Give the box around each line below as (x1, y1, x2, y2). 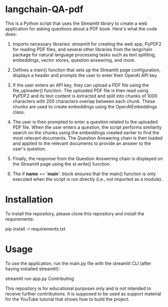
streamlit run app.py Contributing (5, 275, 74, 282)
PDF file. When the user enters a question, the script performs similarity (12, 124, 162, 130)
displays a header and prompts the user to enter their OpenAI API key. (12, 72, 158, 78)
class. (12, 109, 25, 115)
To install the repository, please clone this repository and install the (5, 210, 145, 216)
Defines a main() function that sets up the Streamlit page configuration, (12, 67, 161, 73)
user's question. (12, 145, 46, 151)
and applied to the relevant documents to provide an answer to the (12, 140, 151, 146)
